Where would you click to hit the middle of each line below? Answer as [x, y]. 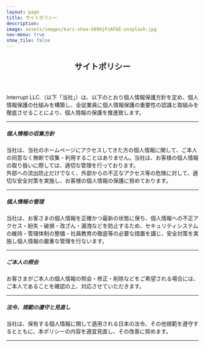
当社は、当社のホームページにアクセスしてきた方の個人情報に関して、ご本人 [102, 150]
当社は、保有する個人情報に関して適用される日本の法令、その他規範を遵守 [100, 324]
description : [23, 23]
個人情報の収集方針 [31, 133]
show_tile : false [28, 40]
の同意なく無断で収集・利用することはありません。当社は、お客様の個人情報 [103, 158]
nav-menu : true [26, 35]
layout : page [23, 12]
